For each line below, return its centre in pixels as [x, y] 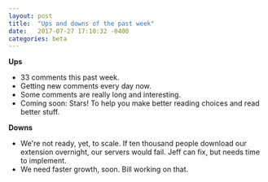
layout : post [31, 16]
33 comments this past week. [70, 77]
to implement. [43, 161]
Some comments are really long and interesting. [101, 95]
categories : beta [38, 39]
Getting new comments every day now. [86, 86]
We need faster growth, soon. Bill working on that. [104, 169]
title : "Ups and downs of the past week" [81, 24]
